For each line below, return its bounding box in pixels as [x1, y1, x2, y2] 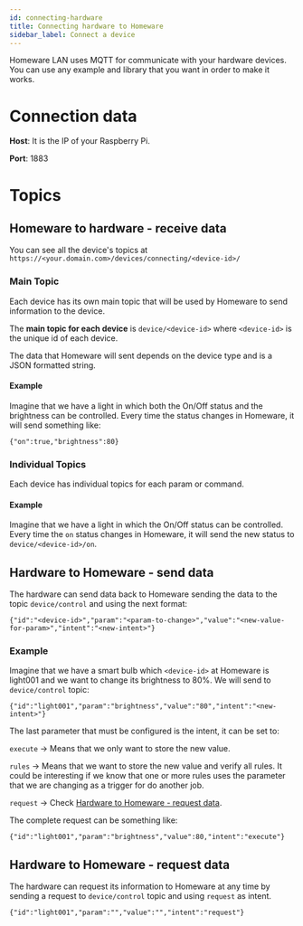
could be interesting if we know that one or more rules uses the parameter [9, 770, 287, 781]
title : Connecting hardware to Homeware [9, 22, 165, 31]
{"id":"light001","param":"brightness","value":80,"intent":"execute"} [9, 833, 285, 842]
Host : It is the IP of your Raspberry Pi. [9, 136, 151, 146]
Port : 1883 [9, 153, 49, 164]
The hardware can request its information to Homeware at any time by [9, 881, 270, 892]
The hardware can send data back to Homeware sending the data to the [9, 589, 278, 600]
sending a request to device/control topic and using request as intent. [9, 891, 272, 902]
